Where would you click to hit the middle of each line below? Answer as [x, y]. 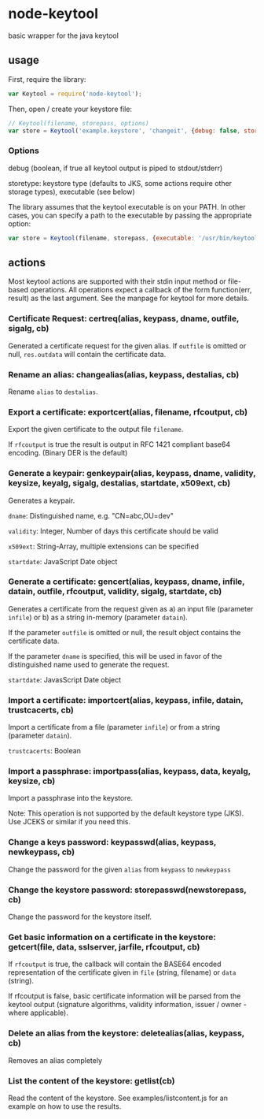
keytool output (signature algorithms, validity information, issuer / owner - [128, 1005]
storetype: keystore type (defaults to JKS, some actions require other [120, 183]
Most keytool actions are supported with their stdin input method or [117, 281]
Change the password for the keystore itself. [80, 917]
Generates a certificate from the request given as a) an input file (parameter [131, 608]
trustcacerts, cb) [41, 710]
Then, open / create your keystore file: [70, 109]
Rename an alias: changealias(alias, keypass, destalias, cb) [124, 374]
